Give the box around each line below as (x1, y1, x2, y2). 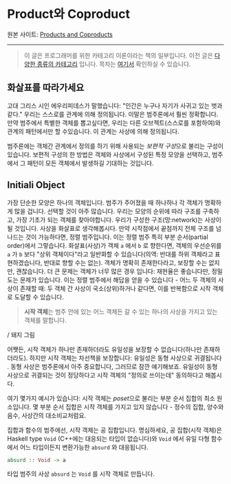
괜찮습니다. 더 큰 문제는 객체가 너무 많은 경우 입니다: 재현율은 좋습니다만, (16, 267, 210, 275)
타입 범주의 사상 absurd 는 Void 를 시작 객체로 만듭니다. (7, 470, 155, 478)
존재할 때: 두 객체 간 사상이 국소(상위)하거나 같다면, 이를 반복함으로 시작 (19, 284, 211, 292)
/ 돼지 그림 (7, 330, 36, 338)
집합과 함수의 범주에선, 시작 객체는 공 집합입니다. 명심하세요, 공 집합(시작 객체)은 (7, 426, 222, 434)
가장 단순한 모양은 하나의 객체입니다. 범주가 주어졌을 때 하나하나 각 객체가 (7, 198, 203, 207)
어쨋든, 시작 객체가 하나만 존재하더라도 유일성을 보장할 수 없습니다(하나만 (7, 345, 202, 354)
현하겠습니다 (7, 258, 41, 266)
